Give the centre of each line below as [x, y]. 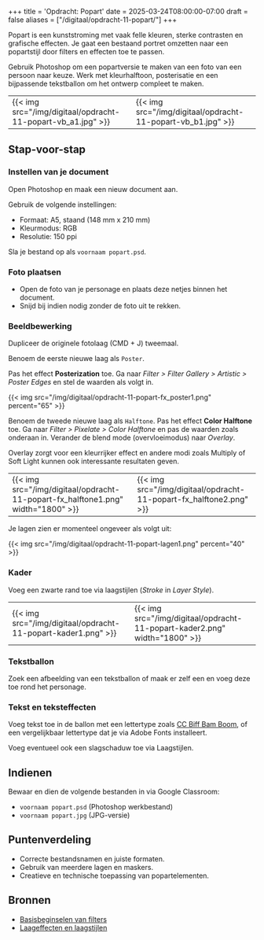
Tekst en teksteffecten [52, 707]
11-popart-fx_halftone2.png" [193, 499]
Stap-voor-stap [47, 150]
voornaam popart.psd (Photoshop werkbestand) [96, 806]
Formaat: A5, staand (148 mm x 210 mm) [85, 219]
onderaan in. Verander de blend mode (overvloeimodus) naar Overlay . [122, 438]
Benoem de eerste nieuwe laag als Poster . [77, 359]
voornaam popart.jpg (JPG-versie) [75, 815]
